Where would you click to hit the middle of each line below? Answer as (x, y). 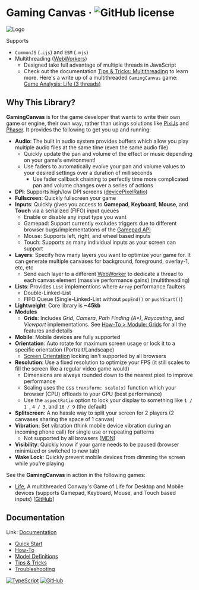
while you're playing (39, 463)
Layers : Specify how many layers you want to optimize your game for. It (103, 255)
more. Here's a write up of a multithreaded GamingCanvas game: (101, 77)
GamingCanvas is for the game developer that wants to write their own (93, 117)
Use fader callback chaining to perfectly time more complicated (110, 179)
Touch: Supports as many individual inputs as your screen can (100, 242)
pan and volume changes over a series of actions (93, 185)
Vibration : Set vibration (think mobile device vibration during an (93, 425)
